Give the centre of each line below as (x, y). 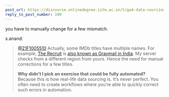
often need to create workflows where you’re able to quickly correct (88, 84)
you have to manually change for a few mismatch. (57, 28)
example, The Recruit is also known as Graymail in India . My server (87, 53)
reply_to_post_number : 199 (33, 14)
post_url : (16, 10)
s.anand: (14, 38)
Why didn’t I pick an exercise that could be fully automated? (81, 73)
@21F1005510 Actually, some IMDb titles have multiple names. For (86, 48)
